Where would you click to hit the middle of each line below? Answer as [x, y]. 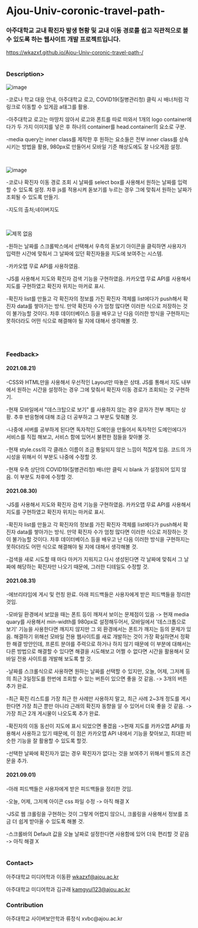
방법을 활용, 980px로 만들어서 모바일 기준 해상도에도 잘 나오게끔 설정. [101, 147]
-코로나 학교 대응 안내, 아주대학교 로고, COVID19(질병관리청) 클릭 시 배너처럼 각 [98, 99]
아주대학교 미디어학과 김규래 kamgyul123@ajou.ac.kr [68, 889]
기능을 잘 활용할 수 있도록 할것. [52, 741]
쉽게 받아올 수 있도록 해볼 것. [51, 821]
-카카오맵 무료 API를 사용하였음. [43, 266]
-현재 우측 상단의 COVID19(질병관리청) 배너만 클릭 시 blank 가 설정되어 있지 [93, 469]
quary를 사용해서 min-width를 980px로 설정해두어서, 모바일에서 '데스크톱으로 [96, 622]
